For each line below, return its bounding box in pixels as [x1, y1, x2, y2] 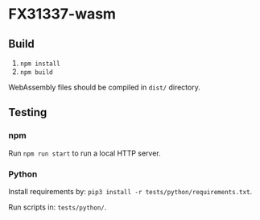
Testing [8, 106, 47, 119]
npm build [19, 68, 54, 77]
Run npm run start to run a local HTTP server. [8, 148, 161, 158]
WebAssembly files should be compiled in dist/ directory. [8, 82, 201, 92]
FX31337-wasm [8, 5, 117, 23]
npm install [19, 60, 60, 68]
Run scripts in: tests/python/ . [8, 202, 107, 212]
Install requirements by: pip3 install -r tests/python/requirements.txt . [8, 186, 253, 196]
